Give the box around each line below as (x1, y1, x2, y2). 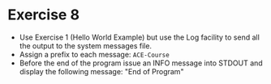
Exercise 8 (7, 6, 80, 24)
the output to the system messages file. (19, 40, 152, 50)
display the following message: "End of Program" (19, 66, 184, 76)
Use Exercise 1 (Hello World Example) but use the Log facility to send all (19, 32, 260, 42)
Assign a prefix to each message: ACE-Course (19, 49, 170, 59)
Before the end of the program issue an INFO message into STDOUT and (19, 58, 263, 68)
